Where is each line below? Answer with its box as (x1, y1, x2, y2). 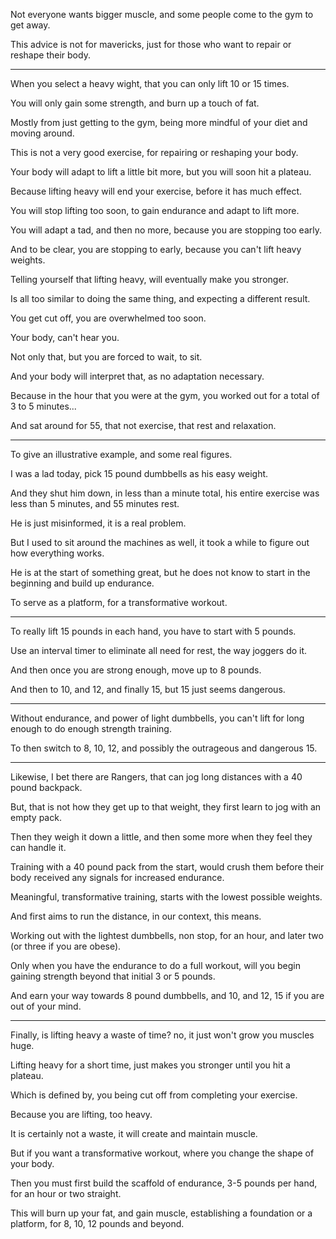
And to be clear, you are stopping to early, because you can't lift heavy (10, 244, 302, 255)
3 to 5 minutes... (10, 400, 77, 412)
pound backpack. (10, 782, 83, 793)
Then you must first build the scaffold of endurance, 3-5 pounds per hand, (10, 1177, 318, 1189)
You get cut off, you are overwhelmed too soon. (10, 312, 207, 324)
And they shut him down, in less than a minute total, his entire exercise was (10, 487, 320, 499)
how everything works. (10, 547, 105, 559)
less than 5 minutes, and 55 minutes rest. (10, 498, 180, 509)
